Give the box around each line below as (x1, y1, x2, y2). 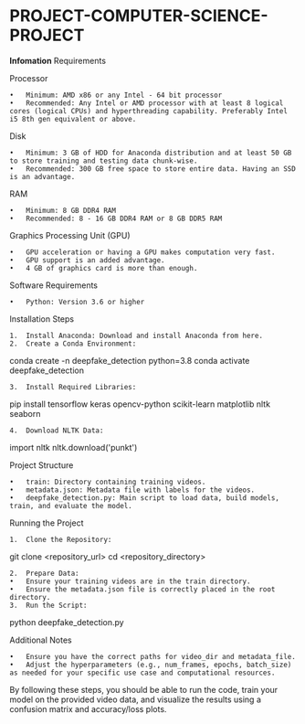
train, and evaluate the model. (9, 501, 132, 510)
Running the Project (9, 517, 84, 528)
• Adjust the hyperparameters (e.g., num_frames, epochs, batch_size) (9, 660, 292, 669)
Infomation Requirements (9, 55, 107, 66)
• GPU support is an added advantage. (9, 255, 166, 265)
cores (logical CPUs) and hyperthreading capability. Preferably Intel (9, 106, 288, 115)
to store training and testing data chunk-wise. (9, 156, 198, 165)
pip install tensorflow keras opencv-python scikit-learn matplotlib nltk (9, 399, 271, 410)
